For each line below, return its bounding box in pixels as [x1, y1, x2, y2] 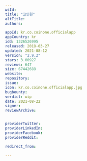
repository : [5, 76, 29, 81]
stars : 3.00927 [5, 57, 36, 62]
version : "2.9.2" [5, 53, 41, 58]
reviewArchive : [5, 108, 36, 113]
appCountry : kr [5, 35, 36, 40]
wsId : [5, 7, 16, 12]
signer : [5, 103, 21, 109]
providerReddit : [5, 135, 38, 140]
